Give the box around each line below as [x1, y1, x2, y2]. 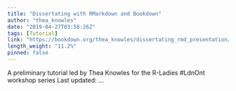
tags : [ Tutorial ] [7, 29, 58, 37]
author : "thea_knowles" [7, 17, 77, 24]
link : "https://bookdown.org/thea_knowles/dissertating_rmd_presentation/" [7, 36, 234, 43]
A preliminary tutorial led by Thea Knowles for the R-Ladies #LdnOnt [7, 68, 205, 77]
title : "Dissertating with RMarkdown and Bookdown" [7, 10, 162, 17]
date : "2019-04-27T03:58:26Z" [7, 23, 96, 30]
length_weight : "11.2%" [7, 43, 77, 50]
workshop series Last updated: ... [7, 76, 104, 84]
